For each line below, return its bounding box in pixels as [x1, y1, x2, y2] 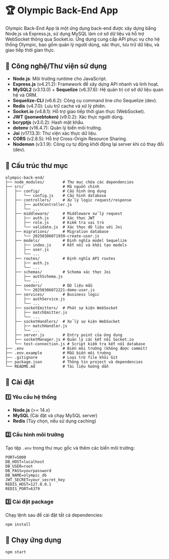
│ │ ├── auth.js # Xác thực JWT [5, 215, 95, 220]
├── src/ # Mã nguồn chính [5, 184, 100, 189]
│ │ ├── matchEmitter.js [5, 310, 68, 315]
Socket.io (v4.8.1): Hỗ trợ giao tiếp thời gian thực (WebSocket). [12, 108, 145, 114]
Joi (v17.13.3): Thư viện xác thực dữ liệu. [12, 130, 97, 136]
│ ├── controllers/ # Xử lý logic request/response [5, 197, 132, 202]
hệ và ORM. [12, 91, 38, 98]
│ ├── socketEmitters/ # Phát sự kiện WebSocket [5, 305, 118, 310]
